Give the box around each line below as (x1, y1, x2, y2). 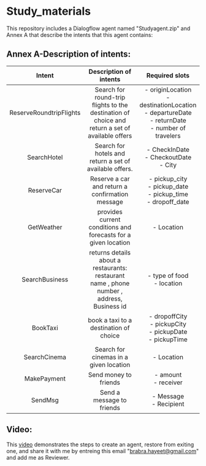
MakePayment (24, 374, 66, 382)
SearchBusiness (21, 275, 69, 283)
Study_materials (6, 4, 91, 18)
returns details (89, 248, 131, 256)
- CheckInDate (146, 145, 190, 154)
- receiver (153, 378, 183, 387)
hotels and (94, 149, 126, 157)
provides (97, 207, 123, 216)
